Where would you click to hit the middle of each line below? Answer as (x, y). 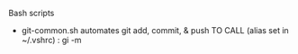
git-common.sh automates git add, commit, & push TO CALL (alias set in (155, 30)
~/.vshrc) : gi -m (51, 40)
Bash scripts (32, 13)
